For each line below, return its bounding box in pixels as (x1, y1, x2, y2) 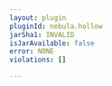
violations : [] (9, 55, 67, 64)
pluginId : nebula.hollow (9, 22, 103, 31)
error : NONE (9, 47, 54, 56)
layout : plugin (9, 13, 67, 23)
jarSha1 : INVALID (9, 30, 75, 39)
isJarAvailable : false (9, 38, 95, 48)
